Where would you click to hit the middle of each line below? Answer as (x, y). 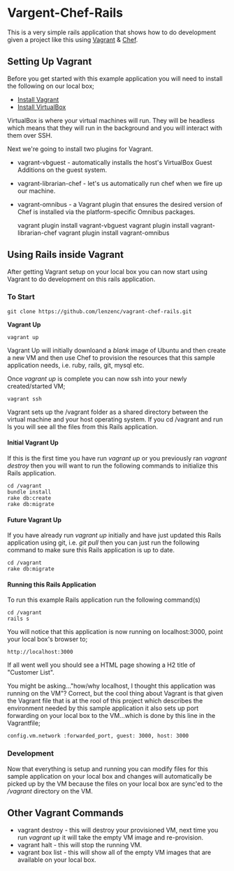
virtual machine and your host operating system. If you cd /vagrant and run (115, 419)
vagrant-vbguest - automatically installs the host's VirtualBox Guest (115, 162)
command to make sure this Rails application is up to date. (91, 550)
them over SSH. (30, 135)
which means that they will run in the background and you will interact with (115, 128)
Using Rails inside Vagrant (66, 255)
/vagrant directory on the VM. (50, 791)
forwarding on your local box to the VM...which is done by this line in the (111, 716)
